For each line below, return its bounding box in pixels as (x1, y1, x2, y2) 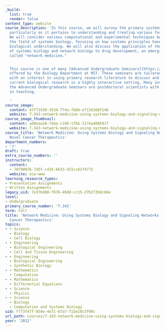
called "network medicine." (9, 53, 67, 58)
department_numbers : (5, 139, 48, 145)
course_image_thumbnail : (5, 116, 56, 121)
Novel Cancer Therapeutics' (9, 135, 67, 140)
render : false (9, 16, 38, 21)
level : (5, 194, 19, 200)
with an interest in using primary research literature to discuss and (9, 75, 160, 80)
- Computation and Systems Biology (9, 304, 82, 310)
